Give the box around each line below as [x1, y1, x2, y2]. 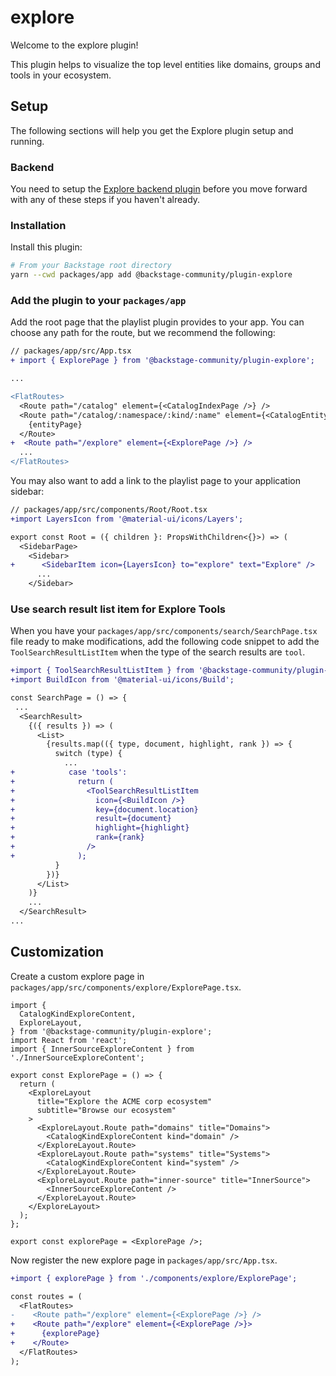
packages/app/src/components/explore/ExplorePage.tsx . [10, 981, 242, 993]
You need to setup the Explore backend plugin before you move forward [10, 183, 308, 195]
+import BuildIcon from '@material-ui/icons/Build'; [10, 675, 235, 685]
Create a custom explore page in [10, 970, 145, 982]
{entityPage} [28, 419, 83, 430]
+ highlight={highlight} [10, 823, 190, 833]
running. [10, 135, 45, 147]
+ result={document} [10, 814, 172, 824]
